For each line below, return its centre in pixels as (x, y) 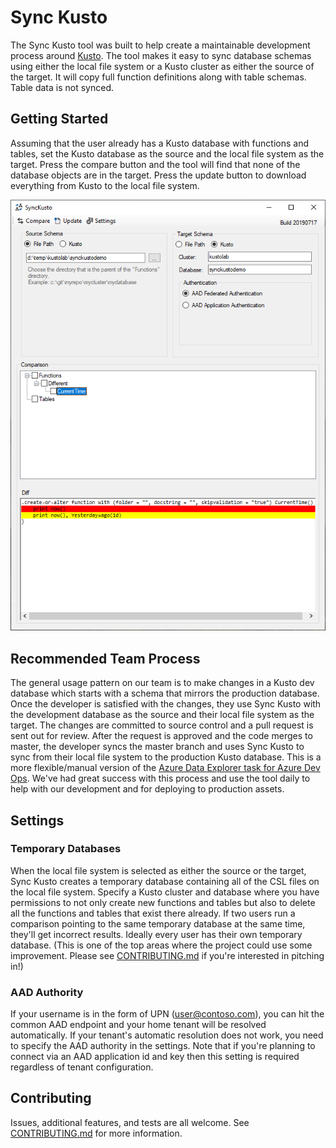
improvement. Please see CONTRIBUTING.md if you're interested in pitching (167, 955)
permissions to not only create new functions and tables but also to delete (163, 902)
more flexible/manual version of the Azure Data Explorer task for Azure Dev (165, 768)
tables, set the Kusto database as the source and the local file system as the (167, 153)
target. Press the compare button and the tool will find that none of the (155, 164)
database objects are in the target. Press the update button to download (158, 175)
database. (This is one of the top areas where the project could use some (161, 945)
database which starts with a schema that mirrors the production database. (165, 693)
